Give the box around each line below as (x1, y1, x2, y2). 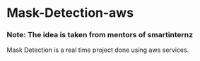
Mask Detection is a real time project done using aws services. (6, 46, 189, 54)
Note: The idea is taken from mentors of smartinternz (6, 30, 194, 40)
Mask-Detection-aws (6, 5, 134, 21)
